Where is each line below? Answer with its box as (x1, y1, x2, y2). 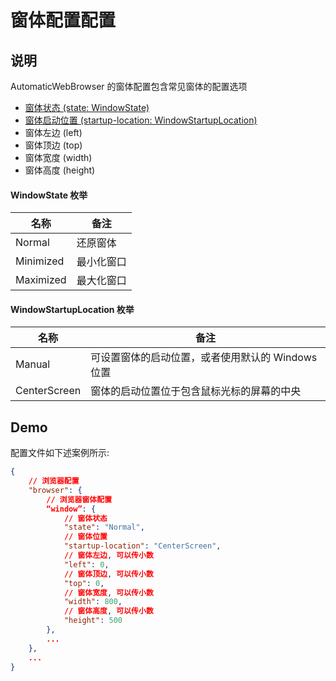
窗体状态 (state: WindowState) (24, 102, 150, 113)
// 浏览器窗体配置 (46, 494, 113, 505)
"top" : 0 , (63, 578, 105, 588)
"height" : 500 (63, 616, 123, 626)
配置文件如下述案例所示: (10, 447, 110, 459)
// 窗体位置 (63, 532, 108, 542)
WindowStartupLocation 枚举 (10, 303, 135, 315)
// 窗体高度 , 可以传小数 (63, 606, 154, 616)
